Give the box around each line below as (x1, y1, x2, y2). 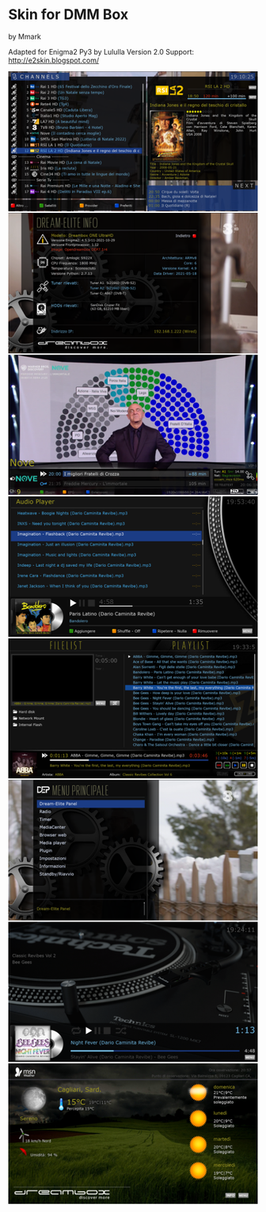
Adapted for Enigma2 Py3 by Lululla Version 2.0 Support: (8, 47, 195, 56)
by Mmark (8, 32, 42, 41)
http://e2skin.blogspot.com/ (8, 55, 100, 65)
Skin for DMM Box (8, 6, 129, 24)
